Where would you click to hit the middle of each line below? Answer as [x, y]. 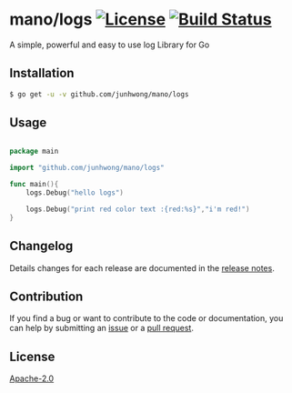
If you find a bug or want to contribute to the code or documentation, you [146, 318]
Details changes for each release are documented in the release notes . [142, 267]
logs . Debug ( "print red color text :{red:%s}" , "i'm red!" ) [138, 209]
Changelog [41, 246]
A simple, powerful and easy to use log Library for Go [110, 45]
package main [34, 151]
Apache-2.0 [32, 378]
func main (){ [34, 185]
